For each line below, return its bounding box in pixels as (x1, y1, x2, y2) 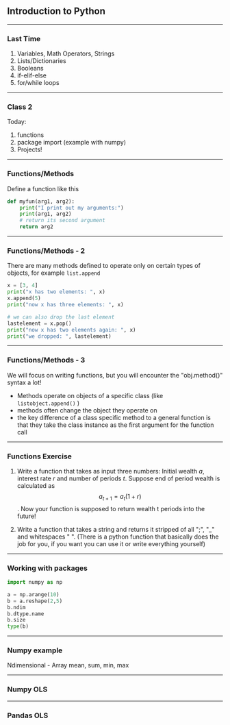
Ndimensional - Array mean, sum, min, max (7, 661, 129, 669)
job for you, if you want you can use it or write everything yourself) (16, 539, 206, 548)
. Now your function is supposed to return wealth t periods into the (16, 504, 205, 513)
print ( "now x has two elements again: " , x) (7, 326, 136, 333)
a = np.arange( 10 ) (7, 591, 60, 598)
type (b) (7, 623, 29, 630)
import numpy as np (7, 579, 63, 586)
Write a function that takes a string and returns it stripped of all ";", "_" (16, 525, 215, 533)
